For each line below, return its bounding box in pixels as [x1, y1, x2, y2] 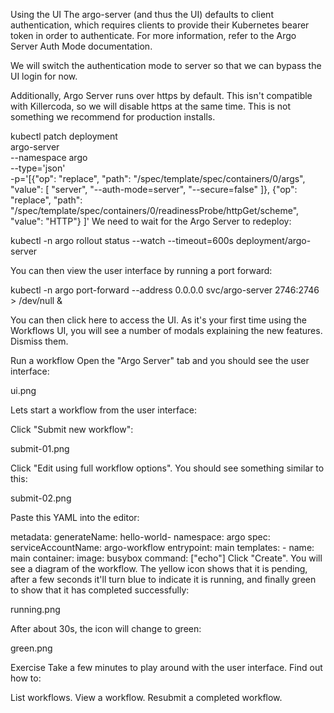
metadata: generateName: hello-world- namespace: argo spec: [10, 531, 271, 543]
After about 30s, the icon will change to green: [10, 623, 202, 634]
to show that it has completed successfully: [10, 584, 190, 596]
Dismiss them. [10, 335, 69, 347]
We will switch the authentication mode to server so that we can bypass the [10, 60, 322, 71]
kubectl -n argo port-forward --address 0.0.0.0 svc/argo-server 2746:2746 [10, 284, 320, 296]
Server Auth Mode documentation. [10, 40, 153, 52]
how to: [10, 672, 42, 684]
